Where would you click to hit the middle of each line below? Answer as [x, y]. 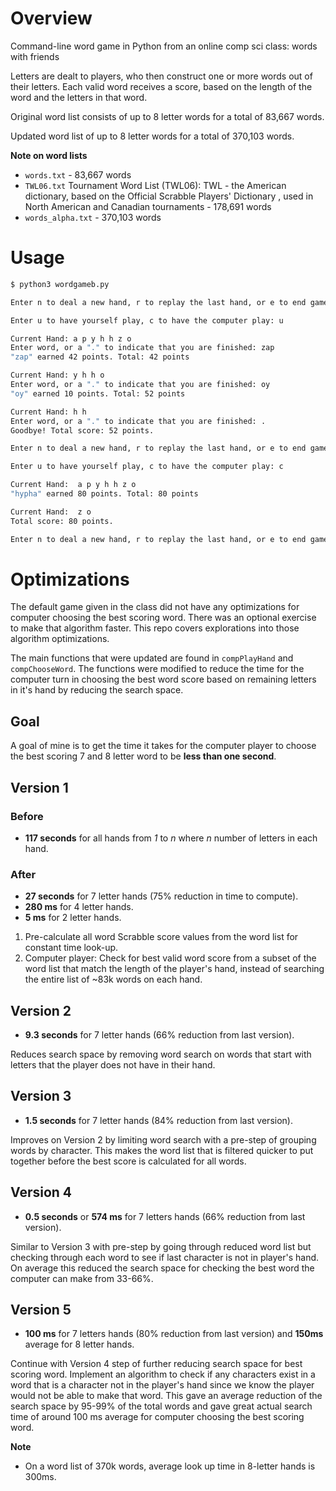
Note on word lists [49, 155]
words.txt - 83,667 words [78, 174]
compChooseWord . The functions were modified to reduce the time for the [157, 669]
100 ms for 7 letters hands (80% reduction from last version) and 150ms [174, 1334]
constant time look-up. [71, 948]
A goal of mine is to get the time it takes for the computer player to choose [163, 746]
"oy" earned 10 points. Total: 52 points [98, 393]
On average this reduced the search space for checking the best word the [162, 1268]
